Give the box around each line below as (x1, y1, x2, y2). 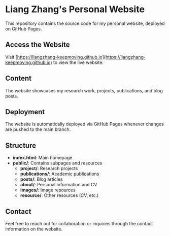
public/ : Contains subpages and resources (12, 160, 103, 166)
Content (5, 74, 32, 83)
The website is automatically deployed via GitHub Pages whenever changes (5, 121, 164, 127)
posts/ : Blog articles (20, 176, 63, 182)
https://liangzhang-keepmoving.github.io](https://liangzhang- (17, 54, 146, 60)
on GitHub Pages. (5, 25, 42, 31)
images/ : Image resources (20, 187, 76, 193)
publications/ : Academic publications (20, 171, 99, 177)
